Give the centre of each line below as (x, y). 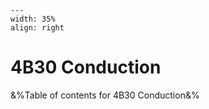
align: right (37, 28)
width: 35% (33, 19)
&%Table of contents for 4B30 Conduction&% (105, 95)
